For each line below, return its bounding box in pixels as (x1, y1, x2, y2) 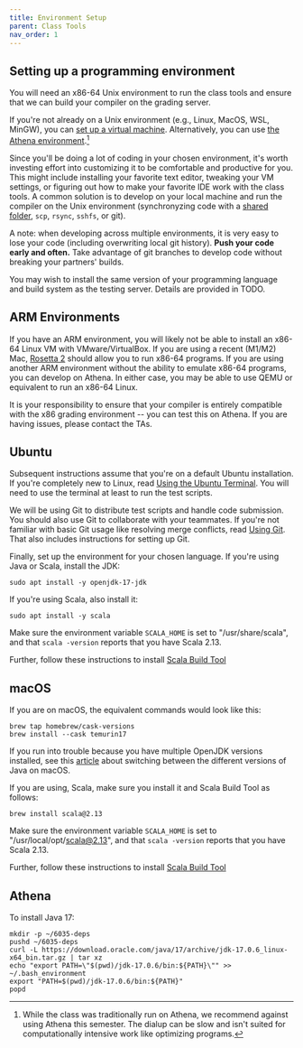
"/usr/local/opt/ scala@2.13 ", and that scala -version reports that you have (9, 835, 286, 846)
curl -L (9, 945, 39, 955)
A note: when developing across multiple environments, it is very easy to (9, 227, 280, 238)
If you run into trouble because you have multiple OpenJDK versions (9, 746, 263, 756)
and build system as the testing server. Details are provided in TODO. (9, 283, 266, 294)
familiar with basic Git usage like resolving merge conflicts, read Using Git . (9, 524, 286, 535)
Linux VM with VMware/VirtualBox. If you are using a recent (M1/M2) (21, 343, 277, 354)
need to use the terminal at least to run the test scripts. (9, 487, 214, 498)
